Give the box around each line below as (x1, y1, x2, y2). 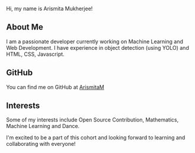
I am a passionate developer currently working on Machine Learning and (6, 38, 184, 45)
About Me (6, 22, 43, 32)
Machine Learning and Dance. (6, 123, 80, 130)
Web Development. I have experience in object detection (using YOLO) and (6, 44, 190, 51)
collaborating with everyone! (6, 141, 76, 148)
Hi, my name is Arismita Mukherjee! (6, 5, 93, 12)
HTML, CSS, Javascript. (6, 50, 65, 58)
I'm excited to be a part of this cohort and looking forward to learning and (6, 134, 186, 141)
